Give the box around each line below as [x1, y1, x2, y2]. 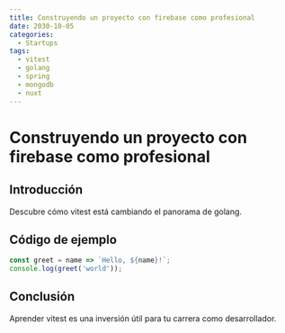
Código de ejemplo [9, 231, 117, 247]
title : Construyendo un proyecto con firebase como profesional [9, 13, 255, 22]
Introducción [9, 182, 84, 198]
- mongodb [17, 80, 54, 89]
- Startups [17, 38, 58, 48]
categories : [9, 30, 54, 39]
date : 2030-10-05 [9, 22, 75, 31]
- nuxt [17, 88, 42, 97]
